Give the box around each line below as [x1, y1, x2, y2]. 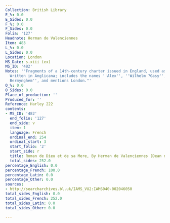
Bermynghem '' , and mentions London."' [10, 78, 92, 83]
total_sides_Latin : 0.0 [5, 201, 56, 206]
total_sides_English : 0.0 [5, 191, 60, 196]
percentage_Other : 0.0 [5, 177, 53, 182]
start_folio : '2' [10, 144, 47, 150]
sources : [5, 182, 24, 187]
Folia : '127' [5, 31, 33, 36]
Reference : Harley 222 [5, 102, 53, 107]
